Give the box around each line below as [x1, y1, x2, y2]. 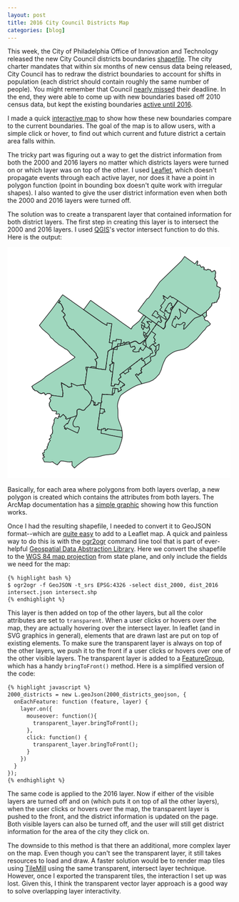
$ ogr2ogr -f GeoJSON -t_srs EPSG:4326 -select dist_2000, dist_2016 [7, 582, 219, 589]
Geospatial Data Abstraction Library [29, 545, 134, 553]
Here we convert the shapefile [137, 545, 226, 553]
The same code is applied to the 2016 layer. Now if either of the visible [7, 790, 214, 798]
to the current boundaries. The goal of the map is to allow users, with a [7, 122, 216, 130]
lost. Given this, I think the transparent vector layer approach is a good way [7, 879, 228, 888]
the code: [7, 669, 36, 678]
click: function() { [26, 734, 88, 741]
